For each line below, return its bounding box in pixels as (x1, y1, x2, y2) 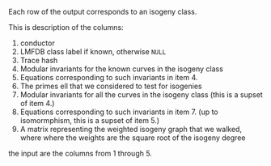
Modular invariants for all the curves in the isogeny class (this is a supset (19, 90, 263, 100)
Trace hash (19, 56, 58, 65)
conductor (19, 38, 55, 48)
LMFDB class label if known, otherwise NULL (19, 47, 167, 56)
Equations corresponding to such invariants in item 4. (19, 73, 198, 82)
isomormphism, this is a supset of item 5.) (19, 116, 160, 125)
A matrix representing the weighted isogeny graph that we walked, (19, 125, 243, 134)
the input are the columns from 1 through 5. (8, 149, 152, 158)
